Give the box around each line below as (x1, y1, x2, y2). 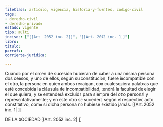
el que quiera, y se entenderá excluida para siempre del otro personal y (5, 91, 149, 97)
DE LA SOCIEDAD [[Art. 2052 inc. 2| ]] (5, 116, 82, 123)
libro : (5, 39, 19, 44)
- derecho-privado (5, 21, 42, 26)
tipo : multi (5, 30, 29, 35)
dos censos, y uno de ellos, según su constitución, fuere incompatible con (5, 76, 155, 81)
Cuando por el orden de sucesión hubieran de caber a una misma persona (5, 71, 155, 76)
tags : (5, 12, 16, 17)
